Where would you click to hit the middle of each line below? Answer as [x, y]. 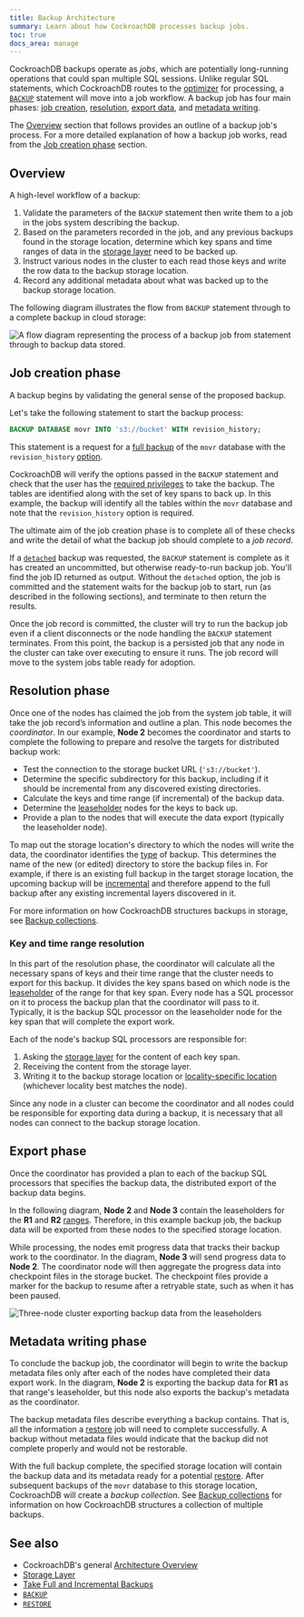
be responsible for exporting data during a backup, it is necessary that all [146, 1113]
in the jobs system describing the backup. [101, 223]
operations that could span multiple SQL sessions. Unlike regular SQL [139, 79]
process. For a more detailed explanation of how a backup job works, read [148, 135]
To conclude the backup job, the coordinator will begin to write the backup [149, 1363]
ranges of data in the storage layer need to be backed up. [130, 252]
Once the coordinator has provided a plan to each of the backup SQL [138, 1173]
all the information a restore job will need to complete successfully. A [138, 1430]
